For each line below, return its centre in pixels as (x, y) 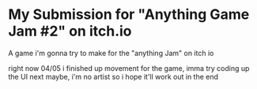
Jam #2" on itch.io (70, 31)
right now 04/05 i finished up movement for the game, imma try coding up (129, 68)
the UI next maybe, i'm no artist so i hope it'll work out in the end (113, 76)
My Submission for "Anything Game (129, 15)
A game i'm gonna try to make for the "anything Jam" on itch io (111, 53)
